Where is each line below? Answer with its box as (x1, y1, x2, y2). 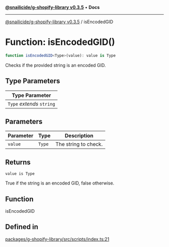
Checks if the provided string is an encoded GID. (5, 62, 106, 68)
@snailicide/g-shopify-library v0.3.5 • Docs (5, 5, 100, 10)
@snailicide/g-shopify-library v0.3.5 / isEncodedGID (5, 19, 114, 25)
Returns (5, 158, 31, 166)
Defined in (5, 223, 39, 231)
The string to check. (55, 141, 103, 148)
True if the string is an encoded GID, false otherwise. (5, 180, 115, 186)
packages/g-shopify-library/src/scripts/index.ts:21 (5, 236, 110, 242)
